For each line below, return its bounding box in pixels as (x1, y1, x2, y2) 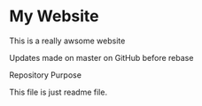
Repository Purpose (9, 69, 82, 80)
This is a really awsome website (9, 35, 126, 46)
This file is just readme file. (9, 87, 108, 97)
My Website (9, 6, 99, 26)
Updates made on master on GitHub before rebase (9, 52, 194, 63)
